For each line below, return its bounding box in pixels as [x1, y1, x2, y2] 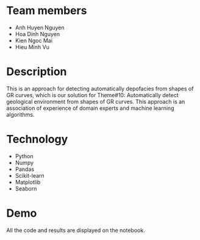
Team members [6, 4, 87, 18]
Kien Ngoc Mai [15, 37, 53, 44]
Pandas [15, 165, 35, 173]
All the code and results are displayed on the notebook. [6, 227, 145, 234]
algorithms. [6, 111, 35, 118]
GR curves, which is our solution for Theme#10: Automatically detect [6, 91, 179, 98]
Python [15, 152, 34, 159]
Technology [6, 133, 68, 147]
